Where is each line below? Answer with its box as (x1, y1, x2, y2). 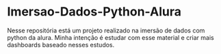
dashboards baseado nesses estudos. (7, 40, 115, 49)
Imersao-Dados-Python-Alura (7, 4, 181, 20)
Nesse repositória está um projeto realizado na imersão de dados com (7, 26, 205, 34)
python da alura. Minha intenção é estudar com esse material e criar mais (7, 33, 214, 41)
